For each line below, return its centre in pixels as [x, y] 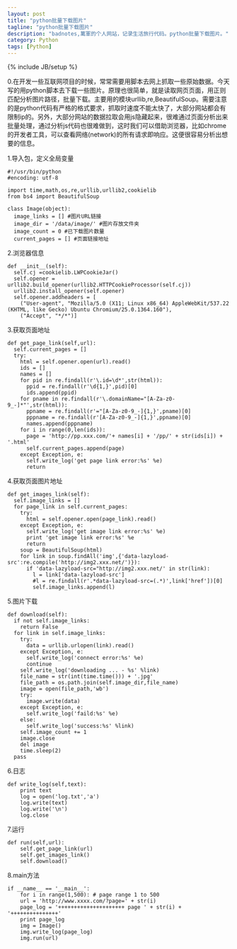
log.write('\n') [44, 809]
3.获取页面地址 [29, 330]
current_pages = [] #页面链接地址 [61, 239]
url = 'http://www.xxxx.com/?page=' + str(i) [88, 901]
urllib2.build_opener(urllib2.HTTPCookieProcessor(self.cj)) [99, 285]
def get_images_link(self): [49, 494]
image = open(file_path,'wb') [65, 689]
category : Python [33, 40]
